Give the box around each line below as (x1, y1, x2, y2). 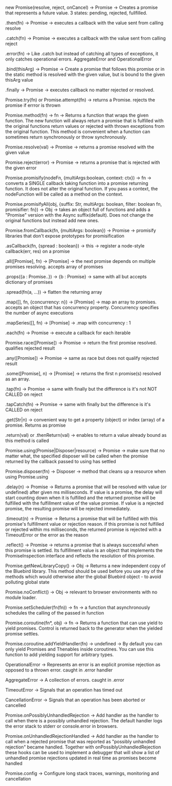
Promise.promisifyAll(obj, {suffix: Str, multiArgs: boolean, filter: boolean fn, (5, 201, 162, 207)
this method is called (5, 437, 49, 444)
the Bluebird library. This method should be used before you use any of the (5, 568, 164, 574)
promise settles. (5, 631, 39, 637)
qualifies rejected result (5, 345, 55, 351)
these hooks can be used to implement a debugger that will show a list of (5, 750, 160, 755)
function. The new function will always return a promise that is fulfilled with (5, 118, 164, 124)
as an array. (5, 376, 30, 382)
